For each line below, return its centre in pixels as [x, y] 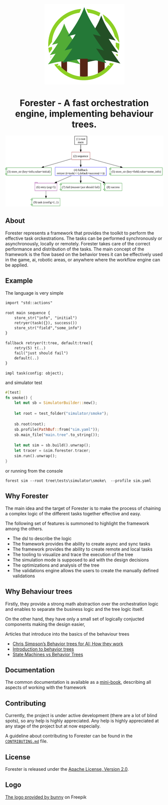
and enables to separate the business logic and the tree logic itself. [74, 609]
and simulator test [24, 382]
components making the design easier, [45, 624]
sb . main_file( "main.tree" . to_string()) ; [57, 435]
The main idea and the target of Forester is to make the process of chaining [83, 508]
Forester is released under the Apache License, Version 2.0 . [67, 769]
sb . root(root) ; [30, 424]
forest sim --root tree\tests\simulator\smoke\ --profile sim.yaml [78, 481]
